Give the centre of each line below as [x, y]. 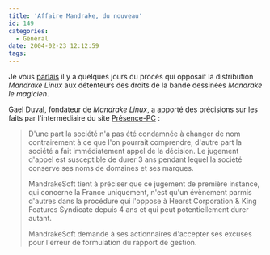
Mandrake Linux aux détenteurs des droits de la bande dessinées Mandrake [135, 85]
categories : [28, 31]
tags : [17, 53]
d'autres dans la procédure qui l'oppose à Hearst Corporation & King [142, 201]
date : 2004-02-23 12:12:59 [54, 46]
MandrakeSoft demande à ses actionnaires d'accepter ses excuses [140, 234]
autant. [40, 218]
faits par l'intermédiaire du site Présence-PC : [84, 118]
